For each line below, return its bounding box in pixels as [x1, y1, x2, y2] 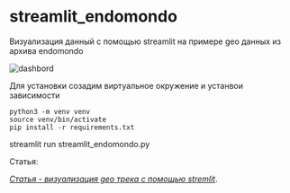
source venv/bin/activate [9, 115, 106, 124]
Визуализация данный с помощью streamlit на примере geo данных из [9, 36, 282, 47]
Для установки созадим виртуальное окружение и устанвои [9, 80, 244, 91]
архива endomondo [9, 45, 84, 56]
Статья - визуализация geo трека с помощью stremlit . [9, 173, 218, 184]
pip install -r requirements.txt [9, 123, 135, 132]
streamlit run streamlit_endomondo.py [9, 138, 150, 149]
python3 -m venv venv [9, 107, 91, 116]
